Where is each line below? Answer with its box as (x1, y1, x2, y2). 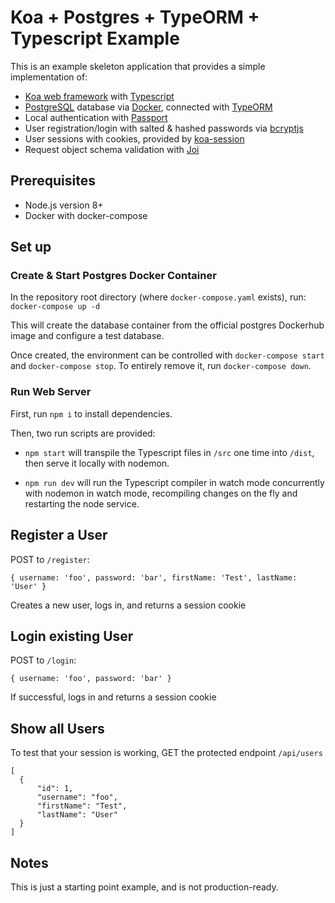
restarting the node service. (24, 497, 140, 510)
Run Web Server (10, 385, 92, 399)
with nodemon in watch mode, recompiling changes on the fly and (24, 487, 298, 499)
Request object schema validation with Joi (24, 143, 200, 155)
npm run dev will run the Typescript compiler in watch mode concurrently (24, 476, 325, 488)
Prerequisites (10, 172, 96, 190)
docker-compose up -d (10, 302, 101, 312)
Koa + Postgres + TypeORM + (10, 6, 260, 29)
